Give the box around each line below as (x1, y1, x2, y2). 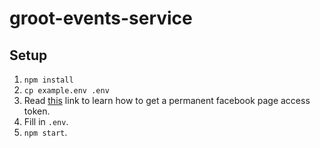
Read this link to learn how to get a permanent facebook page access (23, 95, 311, 106)
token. (23, 105, 51, 117)
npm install (23, 75, 74, 85)
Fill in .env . (23, 116, 69, 127)
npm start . (23, 127, 68, 138)
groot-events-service (9, 7, 193, 30)
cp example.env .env (23, 86, 110, 96)
